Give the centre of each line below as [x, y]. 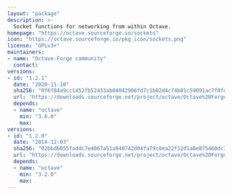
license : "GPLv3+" [33, 46]
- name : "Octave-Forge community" [57, 59]
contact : [26, 65]
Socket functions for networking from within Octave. [92, 26]
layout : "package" [33, 13]
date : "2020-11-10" [41, 84]
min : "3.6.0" [38, 116]
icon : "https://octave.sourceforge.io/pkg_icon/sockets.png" [97, 39]
